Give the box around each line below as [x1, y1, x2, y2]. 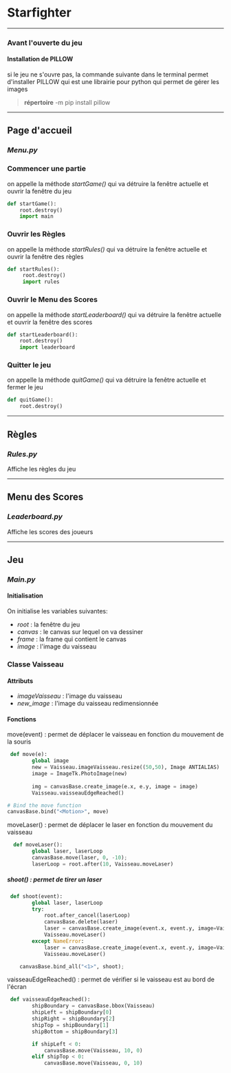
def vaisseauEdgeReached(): [10, 996, 91, 1003]
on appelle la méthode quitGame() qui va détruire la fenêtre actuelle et [7, 376, 206, 384]
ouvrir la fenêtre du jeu [7, 187, 72, 195]
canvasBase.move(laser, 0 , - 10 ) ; [32, 855, 128, 861]
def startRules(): [7, 265, 60, 273]
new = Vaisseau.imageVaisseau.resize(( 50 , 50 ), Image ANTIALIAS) [32, 764, 220, 771]
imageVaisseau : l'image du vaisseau [16, 692, 122, 700]
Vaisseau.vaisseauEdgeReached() [32, 789, 125, 797]
